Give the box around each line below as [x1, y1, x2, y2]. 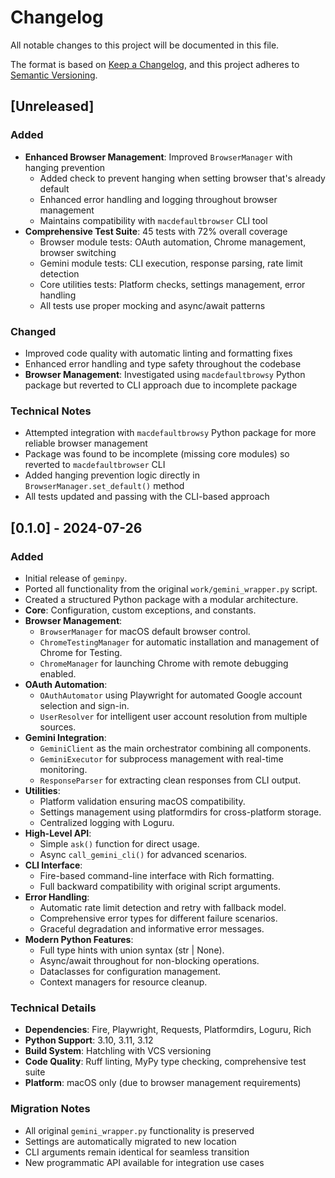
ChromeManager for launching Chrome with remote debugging [39, 657, 289, 669]
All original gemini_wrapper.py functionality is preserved [24, 1124, 255, 1136]
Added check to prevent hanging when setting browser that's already [39, 172, 326, 184]
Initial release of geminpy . [24, 572, 128, 584]
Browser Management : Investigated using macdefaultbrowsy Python [24, 368, 306, 380]
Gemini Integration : [24, 731, 107, 743]
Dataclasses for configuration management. [39, 965, 222, 977]
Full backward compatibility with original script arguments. [39, 880, 281, 892]
